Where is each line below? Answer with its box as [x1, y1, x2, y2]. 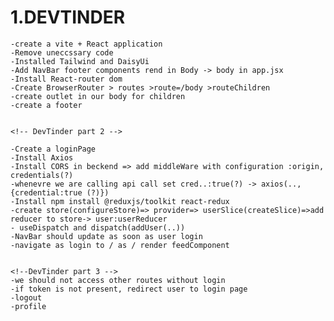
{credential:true [10, 187, 83, 198]
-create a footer [10, 100, 83, 110]
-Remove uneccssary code [10, 47, 114, 58]
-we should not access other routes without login [10, 275, 226, 285]
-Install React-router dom [10, 74, 123, 84]
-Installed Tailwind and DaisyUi [10, 56, 150, 66]
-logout [10, 292, 43, 303]
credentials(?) [10, 170, 74, 180]
